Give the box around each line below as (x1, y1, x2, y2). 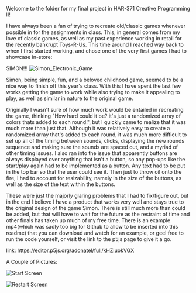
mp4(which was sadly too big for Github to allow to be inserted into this (6, 223, 178, 230)
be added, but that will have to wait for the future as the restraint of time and (6, 211, 190, 218)
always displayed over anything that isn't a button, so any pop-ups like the (6, 156, 185, 163)
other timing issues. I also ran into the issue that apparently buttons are (6, 150, 177, 157)
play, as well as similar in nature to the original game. (6, 95, 133, 102)
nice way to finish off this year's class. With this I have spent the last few (6, 82, 181, 89)
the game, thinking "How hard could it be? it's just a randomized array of (6, 112, 181, 119)
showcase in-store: (6, 54, 53, 60)
